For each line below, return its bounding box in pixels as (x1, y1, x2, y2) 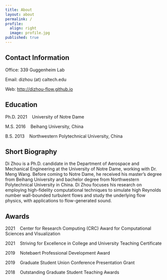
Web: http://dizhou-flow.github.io (5, 86, 73, 92)
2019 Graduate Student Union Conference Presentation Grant (5, 260, 135, 266)
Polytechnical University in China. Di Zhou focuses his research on (5, 182, 142, 188)
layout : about (5, 12, 35, 17)
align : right (9, 26, 37, 31)
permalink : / (5, 16, 32, 21)
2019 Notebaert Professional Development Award (5, 250, 111, 256)
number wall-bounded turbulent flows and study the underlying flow (5, 192, 146, 198)
